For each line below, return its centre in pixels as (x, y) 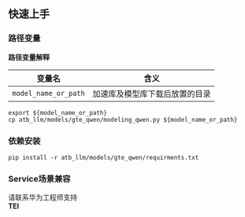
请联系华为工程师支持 (43, 197)
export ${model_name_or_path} (58, 112)
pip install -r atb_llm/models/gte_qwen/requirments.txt (104, 157)
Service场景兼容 (39, 178)
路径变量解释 (29, 57)
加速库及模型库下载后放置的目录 (152, 94)
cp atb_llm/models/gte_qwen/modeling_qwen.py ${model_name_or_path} (123, 120)
